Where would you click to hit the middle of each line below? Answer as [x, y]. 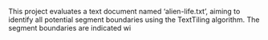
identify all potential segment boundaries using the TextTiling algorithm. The [134, 20]
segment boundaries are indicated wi [70, 28]
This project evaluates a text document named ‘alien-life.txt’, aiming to [124, 11]
